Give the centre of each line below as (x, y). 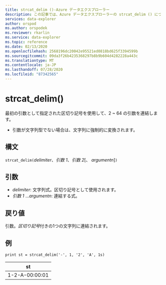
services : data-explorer (31, 19)
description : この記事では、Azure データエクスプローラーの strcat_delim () (79, 14)
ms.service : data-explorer (33, 38)
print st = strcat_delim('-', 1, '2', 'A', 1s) (55, 255)
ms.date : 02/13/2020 (26, 47)
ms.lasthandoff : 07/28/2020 (34, 70)
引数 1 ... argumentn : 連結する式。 (46, 196)
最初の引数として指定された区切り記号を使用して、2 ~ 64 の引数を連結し (79, 113)
